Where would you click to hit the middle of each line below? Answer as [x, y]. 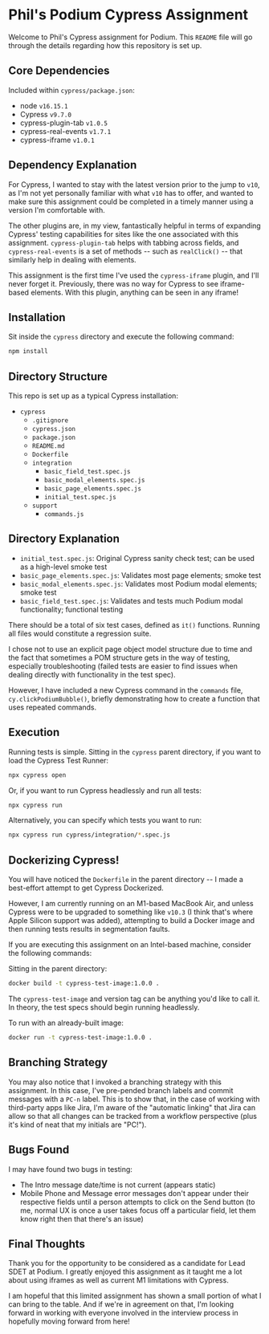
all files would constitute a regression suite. [80, 633]
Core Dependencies [59, 71]
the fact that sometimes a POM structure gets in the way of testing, [119, 657]
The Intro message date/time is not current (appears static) [118, 1185]
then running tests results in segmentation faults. [89, 929]
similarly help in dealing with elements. [72, 259]
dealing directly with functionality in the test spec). [92, 674]
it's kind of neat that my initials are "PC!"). [77, 1125]
